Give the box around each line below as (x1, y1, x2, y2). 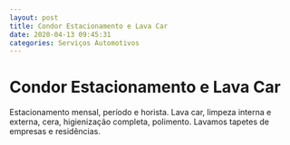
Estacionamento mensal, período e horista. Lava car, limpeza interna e (9, 107, 272, 118)
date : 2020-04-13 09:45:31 (9, 30, 111, 39)
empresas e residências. (9, 126, 101, 137)
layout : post (9, 13, 59, 23)
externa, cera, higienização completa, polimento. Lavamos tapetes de (9, 116, 270, 127)
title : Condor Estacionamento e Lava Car (9, 22, 169, 31)
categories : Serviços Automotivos (9, 38, 140, 48)
